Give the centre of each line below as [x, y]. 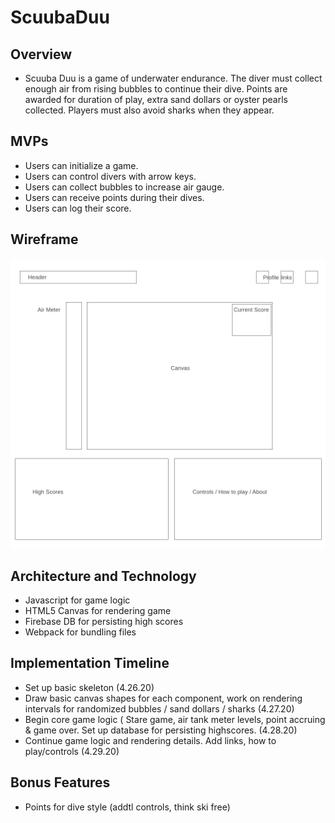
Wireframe [44, 239]
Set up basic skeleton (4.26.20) [89, 687]
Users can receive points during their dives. [114, 197]
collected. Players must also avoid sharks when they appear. [149, 110]
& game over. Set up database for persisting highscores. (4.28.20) [161, 730]
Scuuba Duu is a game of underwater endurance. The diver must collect [173, 78]
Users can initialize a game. [81, 165]
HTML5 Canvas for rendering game [98, 611]
